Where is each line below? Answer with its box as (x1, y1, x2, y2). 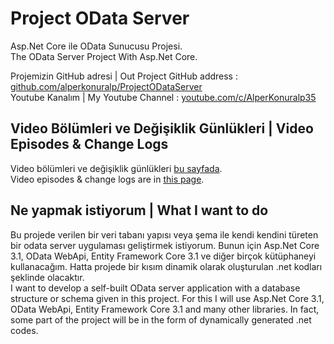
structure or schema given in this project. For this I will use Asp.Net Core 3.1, (10, 292, 325, 304)
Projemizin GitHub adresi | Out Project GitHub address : (10, 70, 238, 82)
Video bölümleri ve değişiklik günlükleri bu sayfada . (10, 162, 223, 174)
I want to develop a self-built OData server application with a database (10, 282, 301, 294)
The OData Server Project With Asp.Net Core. (10, 50, 198, 62)
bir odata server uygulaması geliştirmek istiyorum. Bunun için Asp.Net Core (10, 239, 320, 251)
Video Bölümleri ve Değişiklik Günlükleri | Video (10, 120, 314, 137)
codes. (10, 324, 39, 336)
